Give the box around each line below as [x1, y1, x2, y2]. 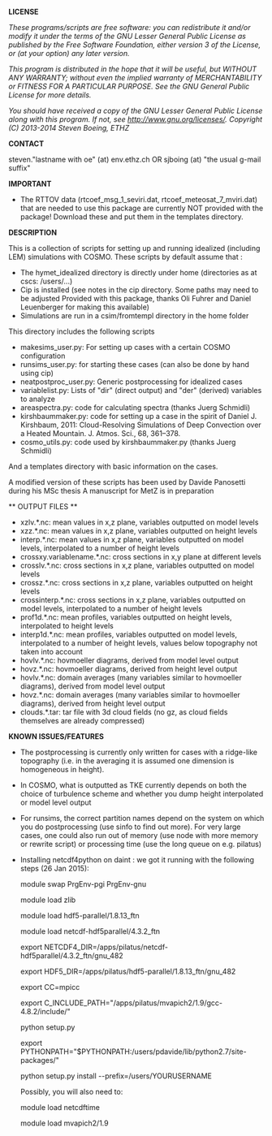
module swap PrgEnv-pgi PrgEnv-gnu [19, 879, 147, 888]
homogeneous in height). [19, 765, 105, 774]
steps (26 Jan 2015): [19, 864, 89, 873]
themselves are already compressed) [19, 716, 145, 725]
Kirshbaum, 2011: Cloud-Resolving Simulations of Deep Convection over [19, 420, 261, 430]
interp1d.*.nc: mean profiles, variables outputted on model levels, [19, 629, 238, 639]
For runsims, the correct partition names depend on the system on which [19, 814, 265, 823]
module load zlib [19, 895, 76, 905]
